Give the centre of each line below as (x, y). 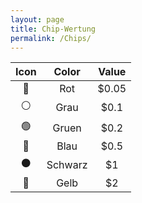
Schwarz (67, 164)
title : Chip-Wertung (53, 29)
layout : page (37, 19)
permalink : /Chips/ (51, 38)
